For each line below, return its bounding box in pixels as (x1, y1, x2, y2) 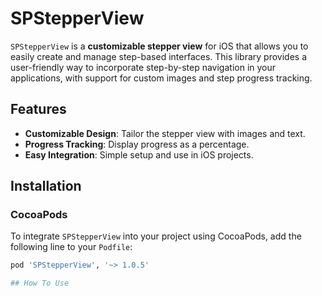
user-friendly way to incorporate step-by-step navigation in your (10, 61, 277, 73)
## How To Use (10, 278, 70, 289)
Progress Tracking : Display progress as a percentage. (24, 138, 250, 150)
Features (10, 101, 67, 118)
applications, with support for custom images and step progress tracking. (10, 72, 313, 84)
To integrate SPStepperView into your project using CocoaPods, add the (10, 230, 302, 242)
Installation (10, 178, 82, 195)
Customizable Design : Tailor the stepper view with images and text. (24, 127, 306, 139)
